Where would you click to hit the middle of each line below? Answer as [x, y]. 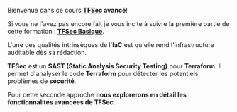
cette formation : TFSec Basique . [56, 31]
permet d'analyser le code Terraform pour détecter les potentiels [103, 74]
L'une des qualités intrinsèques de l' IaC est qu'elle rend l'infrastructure [111, 45]
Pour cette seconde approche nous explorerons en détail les [97, 95]
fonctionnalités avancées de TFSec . [61, 102]
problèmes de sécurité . [42, 81]
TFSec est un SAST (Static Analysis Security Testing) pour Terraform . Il [115, 66]
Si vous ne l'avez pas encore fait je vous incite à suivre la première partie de [118, 24]
